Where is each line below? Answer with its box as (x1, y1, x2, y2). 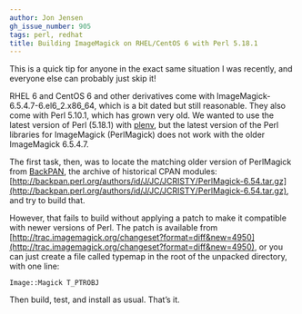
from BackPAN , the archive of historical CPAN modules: (9, 166, 218, 177)
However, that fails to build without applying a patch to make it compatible (9, 212, 287, 223)
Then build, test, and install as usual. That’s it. (9, 294, 180, 305)
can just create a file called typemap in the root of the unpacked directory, (9, 251, 288, 262)
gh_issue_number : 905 (9, 22, 92, 31)
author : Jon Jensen (9, 13, 84, 23)
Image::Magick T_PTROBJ (9, 279, 100, 288)
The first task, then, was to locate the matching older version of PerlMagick (9, 156, 292, 168)
